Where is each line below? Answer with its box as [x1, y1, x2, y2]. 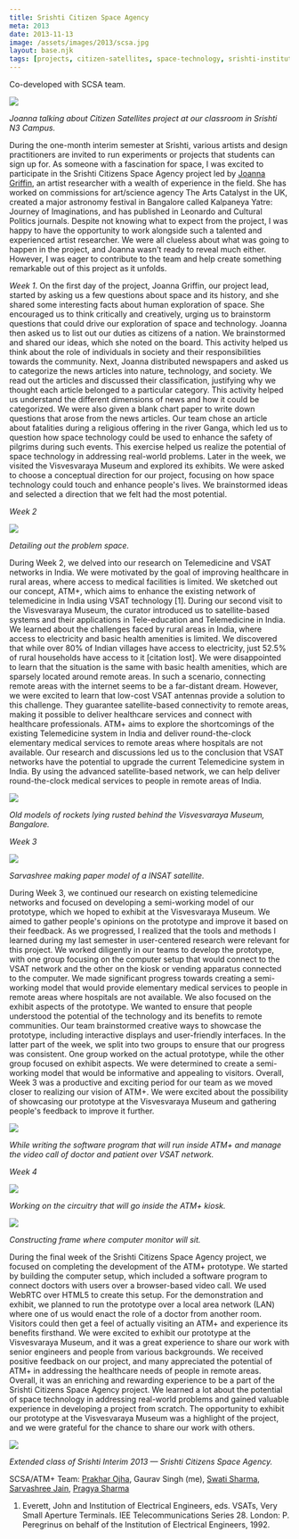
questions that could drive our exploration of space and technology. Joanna [9, 319, 287, 328]
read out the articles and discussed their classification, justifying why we [9, 376, 276, 385]
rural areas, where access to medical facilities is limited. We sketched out [9, 576, 279, 587]
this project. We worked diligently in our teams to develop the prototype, [9, 945, 274, 955]
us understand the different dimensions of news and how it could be [9, 394, 260, 404]
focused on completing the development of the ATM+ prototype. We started [9, 1262, 288, 1271]
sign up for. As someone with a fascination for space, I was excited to [9, 159, 264, 170]
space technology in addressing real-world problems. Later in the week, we [9, 451, 287, 461]
